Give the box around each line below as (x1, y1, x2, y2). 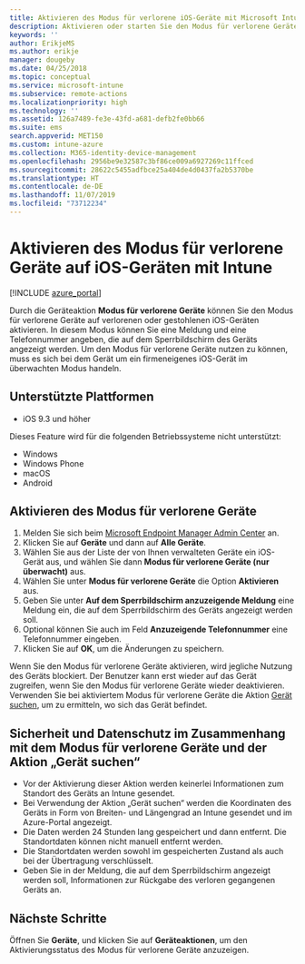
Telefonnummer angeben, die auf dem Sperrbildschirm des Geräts (9, 333, 258, 345)
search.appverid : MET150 (9, 132, 103, 141)
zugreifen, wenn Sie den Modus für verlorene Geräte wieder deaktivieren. (9, 680, 285, 691)
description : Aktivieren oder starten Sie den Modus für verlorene (9, 22, 271, 31)
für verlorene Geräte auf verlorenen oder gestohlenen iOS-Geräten (9, 314, 260, 325)
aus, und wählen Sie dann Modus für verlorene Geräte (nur (45, 556, 270, 567)
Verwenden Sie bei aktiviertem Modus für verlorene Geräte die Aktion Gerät (9, 690, 292, 701)
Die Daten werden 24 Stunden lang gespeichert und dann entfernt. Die (22, 827, 288, 838)
